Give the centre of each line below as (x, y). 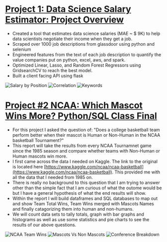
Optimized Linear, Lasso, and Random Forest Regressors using (77, 65)
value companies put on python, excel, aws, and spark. (69, 60)
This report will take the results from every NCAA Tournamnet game (82, 146)
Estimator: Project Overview (65, 20)
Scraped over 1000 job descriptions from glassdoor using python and (83, 44)
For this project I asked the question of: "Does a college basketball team (86, 130)
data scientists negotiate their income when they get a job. (72, 39)
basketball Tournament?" (38, 140)
